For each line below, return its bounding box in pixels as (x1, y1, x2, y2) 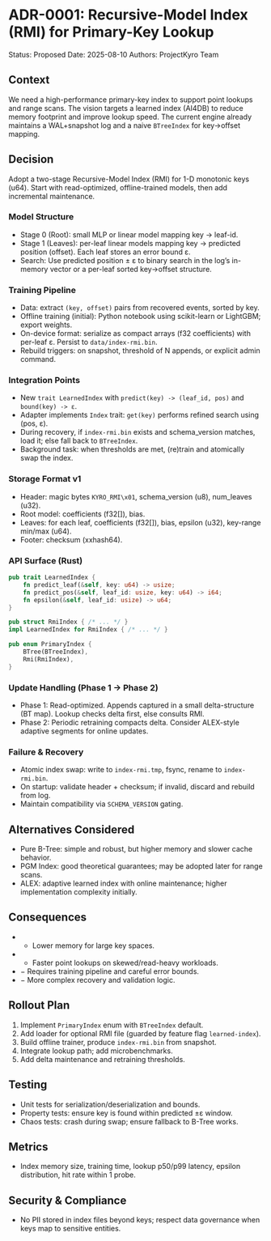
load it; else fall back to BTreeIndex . (19, 436, 138, 446)
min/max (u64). (19, 526, 72, 536)
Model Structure (8, 211, 74, 223)
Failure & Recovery (8, 746, 84, 758)
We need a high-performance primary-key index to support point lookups (8, 95, 253, 104)
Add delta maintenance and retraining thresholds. (19, 1054, 186, 1064)
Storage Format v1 (8, 474, 82, 485)
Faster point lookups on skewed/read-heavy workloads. (32, 958, 218, 967)
